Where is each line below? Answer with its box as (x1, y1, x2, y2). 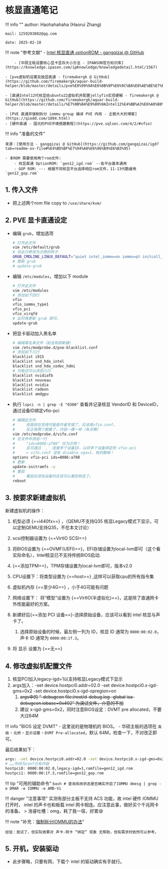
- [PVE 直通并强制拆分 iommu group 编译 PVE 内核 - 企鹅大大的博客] (5, 111, 137, 116)
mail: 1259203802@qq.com (5, 31, 57, 36)
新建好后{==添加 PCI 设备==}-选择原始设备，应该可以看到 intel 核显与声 (12, 612, 160, 618)
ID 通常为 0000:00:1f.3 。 (29, 635, 81, 641)
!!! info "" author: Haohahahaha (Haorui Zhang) (5, 21, 101, 28)
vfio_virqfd (12, 312, 37, 317)
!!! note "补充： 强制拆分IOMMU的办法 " (5, 818, 84, 824)
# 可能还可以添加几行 (12, 368, 51, 373)
